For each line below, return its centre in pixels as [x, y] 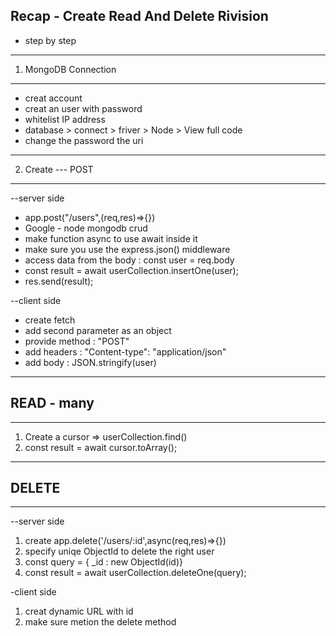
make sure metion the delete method [100, 622]
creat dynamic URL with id [79, 611]
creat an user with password [83, 108]
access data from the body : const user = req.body [129, 260]
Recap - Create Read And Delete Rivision [139, 16]
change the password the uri [84, 140]
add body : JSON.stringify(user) [90, 362]
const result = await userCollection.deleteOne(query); [135, 573]
